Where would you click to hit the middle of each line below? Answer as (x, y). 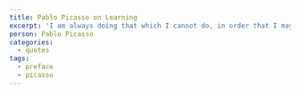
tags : (19, 58)
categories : (31, 42)
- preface (35, 67)
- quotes (33, 50)
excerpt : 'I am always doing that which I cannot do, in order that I (143, 26)
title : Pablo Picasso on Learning (74, 17)
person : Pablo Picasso (51, 34)
